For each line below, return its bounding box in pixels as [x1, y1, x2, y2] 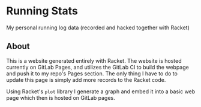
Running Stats [6, 4, 78, 18]
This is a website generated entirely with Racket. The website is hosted [6, 57, 182, 64]
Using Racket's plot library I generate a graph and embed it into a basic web [6, 88, 196, 95]
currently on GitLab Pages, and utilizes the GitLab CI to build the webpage [6, 63, 189, 71]
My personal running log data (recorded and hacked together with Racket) [6, 24, 190, 31]
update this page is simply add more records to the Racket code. [6, 76, 166, 83]
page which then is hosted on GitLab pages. [6, 94, 115, 101]
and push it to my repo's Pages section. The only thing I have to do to [6, 70, 178, 77]
